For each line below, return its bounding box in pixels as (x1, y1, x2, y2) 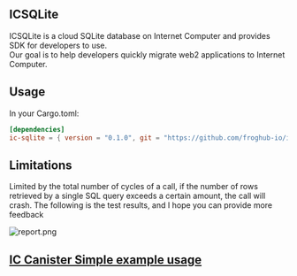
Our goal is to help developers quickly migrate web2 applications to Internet (9, 49, 286, 60)
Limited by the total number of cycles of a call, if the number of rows (9, 181, 259, 192)
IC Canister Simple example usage (9, 252, 202, 267)
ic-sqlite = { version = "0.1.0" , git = (9, 133, 161, 142)
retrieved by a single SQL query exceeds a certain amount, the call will (9, 190, 266, 202)
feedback (9, 210, 44, 220)
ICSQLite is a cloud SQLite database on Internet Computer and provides (9, 30, 271, 41)
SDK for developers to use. (9, 40, 108, 50)
